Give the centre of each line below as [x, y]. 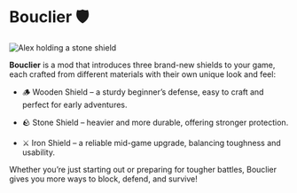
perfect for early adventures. [74, 104]
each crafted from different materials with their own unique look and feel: [143, 74]
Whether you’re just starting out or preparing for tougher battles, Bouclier [143, 169]
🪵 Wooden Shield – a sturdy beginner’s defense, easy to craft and [143, 92]
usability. [39, 152]
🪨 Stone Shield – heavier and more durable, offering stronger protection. [155, 122]
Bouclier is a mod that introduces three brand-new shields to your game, [142, 65]
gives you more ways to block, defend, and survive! [103, 179]
